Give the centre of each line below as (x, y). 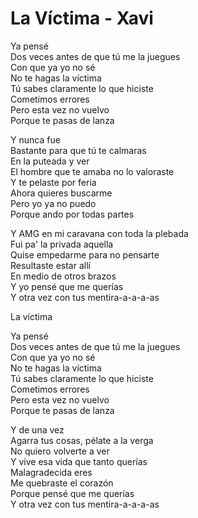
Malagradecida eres (51, 472)
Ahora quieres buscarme (61, 193)
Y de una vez (37, 429)
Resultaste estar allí (50, 265)
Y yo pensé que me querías (67, 286)
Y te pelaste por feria (53, 182)
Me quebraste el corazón (62, 483)
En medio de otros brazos (63, 276)
